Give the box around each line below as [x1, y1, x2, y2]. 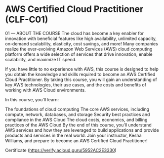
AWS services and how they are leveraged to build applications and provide [5, 127, 159, 133]
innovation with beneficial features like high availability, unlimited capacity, [5, 36, 157, 41]
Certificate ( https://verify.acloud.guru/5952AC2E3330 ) [5, 147, 117, 153]
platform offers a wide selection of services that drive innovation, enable [5, 51, 153, 57]
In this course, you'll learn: [5, 96, 59, 102]
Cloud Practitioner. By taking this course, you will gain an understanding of [5, 77, 157, 82]
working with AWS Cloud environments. [5, 87, 86, 93]
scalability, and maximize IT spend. [5, 56, 77, 62]
